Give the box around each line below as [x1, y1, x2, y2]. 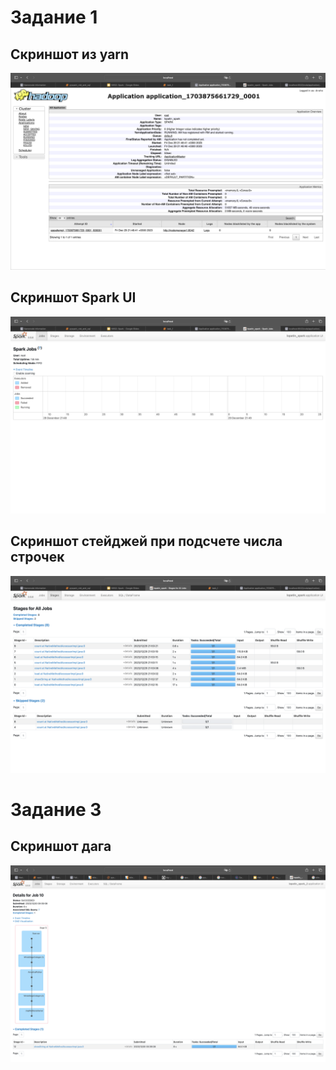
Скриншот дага [10, 838, 112, 855]
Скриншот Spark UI [10, 289, 137, 306]
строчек [10, 549, 65, 566]
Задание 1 [10, 6, 98, 29]
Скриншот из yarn [10, 46, 130, 63]
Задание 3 [10, 798, 102, 821]
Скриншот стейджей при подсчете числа [10, 533, 283, 550]
